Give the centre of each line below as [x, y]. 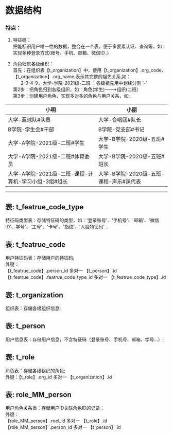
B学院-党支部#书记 [121, 130]
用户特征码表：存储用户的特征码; [40, 258]
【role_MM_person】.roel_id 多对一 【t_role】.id [56, 421]
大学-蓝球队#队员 [29, 120]
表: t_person [25, 326]
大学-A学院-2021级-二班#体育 [46, 156]
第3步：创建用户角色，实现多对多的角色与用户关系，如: [71, 96]
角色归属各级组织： [33, 64]
